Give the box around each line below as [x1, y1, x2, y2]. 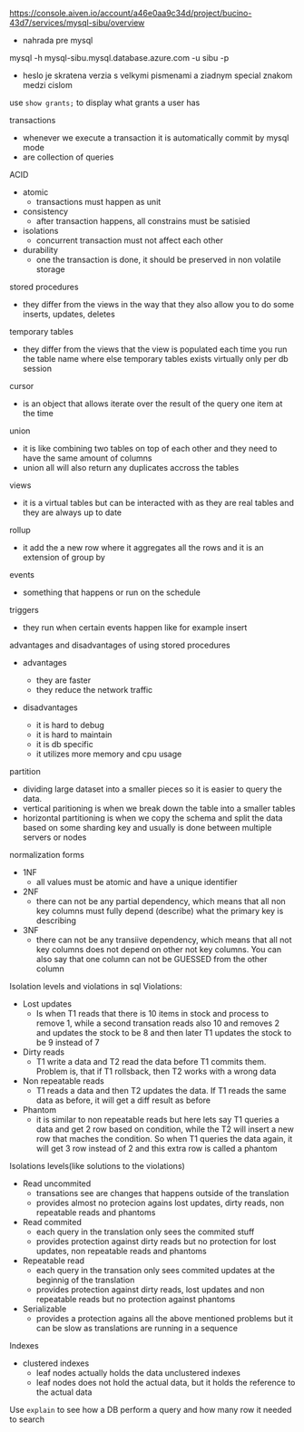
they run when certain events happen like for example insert [22, 622, 248, 633]
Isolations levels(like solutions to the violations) [9, 1161, 186, 1171]
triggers [9, 605, 39, 615]
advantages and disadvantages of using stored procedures [9, 639, 230, 650]
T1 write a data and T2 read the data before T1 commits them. [35, 1057, 267, 1067]
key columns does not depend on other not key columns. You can [35, 944, 282, 955]
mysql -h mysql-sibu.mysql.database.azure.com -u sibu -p [9, 53, 230, 63]
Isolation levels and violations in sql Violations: [9, 981, 183, 991]
